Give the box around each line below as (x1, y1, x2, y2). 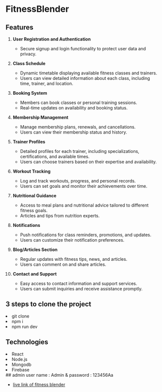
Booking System (12, 90, 47, 96)
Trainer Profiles (12, 139, 46, 144)
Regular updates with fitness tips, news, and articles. (20, 256, 128, 262)
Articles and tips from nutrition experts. (20, 213, 100, 218)
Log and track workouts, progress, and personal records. (20, 178, 136, 183)
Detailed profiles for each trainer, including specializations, (20, 148, 139, 154)
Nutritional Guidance (12, 193, 57, 198)
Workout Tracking (12, 169, 51, 174)
